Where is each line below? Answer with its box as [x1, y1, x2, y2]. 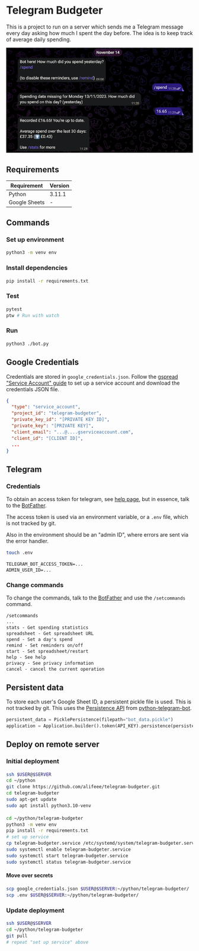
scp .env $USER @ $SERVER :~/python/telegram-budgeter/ [6, 892, 139, 898]
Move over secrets [6, 872, 53, 879]
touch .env [6, 550, 33, 556]
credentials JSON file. [6, 385, 60, 392]
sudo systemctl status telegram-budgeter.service [6, 859, 131, 865]
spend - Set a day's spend [6, 636, 73, 643]
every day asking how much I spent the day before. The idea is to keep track [6, 29, 193, 36]
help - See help [6, 654, 46, 661]
